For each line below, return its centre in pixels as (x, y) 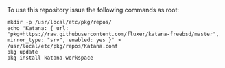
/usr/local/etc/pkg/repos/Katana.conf (62, 46)
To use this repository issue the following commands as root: (93, 10)
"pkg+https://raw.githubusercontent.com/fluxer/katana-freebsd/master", (113, 34)
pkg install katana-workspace (50, 58)
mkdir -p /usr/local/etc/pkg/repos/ (59, 22)
